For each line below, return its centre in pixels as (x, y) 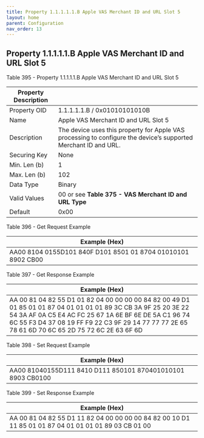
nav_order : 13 (24, 29)
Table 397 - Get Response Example (50, 275)
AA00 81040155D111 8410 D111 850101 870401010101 (97, 371)
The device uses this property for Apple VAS (121, 130)
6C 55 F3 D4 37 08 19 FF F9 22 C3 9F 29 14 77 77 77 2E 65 (99, 323)
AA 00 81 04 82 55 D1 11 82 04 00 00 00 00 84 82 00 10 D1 (100, 418)
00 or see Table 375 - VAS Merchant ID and (122, 195)
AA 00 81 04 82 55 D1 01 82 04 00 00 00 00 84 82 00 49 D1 (100, 300)
